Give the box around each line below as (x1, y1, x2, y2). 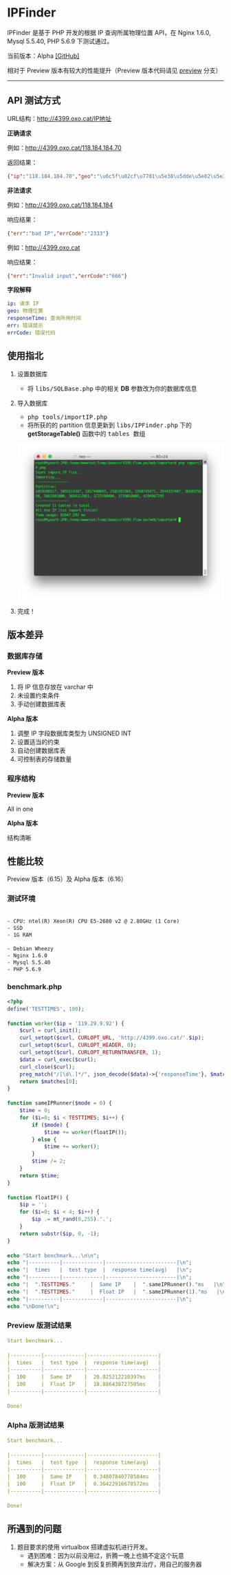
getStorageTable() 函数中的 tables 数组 (27, 429, 146, 437)
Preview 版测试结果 (7, 1321, 72, 1330)
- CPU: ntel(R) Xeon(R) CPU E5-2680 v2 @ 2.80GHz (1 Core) (7, 917, 180, 924)
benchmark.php (7, 981, 63, 991)
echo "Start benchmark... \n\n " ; (7, 1252, 100, 1259)
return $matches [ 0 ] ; (19, 1078, 78, 1085)
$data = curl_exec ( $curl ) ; (19, 1056, 97, 1063)
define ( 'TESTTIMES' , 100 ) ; (7, 1006, 85, 1012)
